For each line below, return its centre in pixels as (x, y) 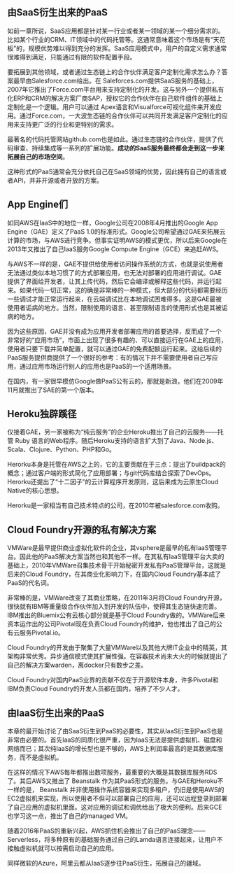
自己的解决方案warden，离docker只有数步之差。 (77, 665)
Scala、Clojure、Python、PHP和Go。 (61, 449)
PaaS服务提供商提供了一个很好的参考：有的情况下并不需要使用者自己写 (109, 357)
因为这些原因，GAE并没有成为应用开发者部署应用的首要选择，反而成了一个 (115, 331)
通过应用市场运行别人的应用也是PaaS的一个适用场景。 (97, 366)
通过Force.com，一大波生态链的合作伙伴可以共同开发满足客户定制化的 (120, 115)
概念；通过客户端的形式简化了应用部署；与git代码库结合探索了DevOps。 (111, 473)
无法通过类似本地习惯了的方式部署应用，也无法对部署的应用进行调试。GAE (115, 272)
